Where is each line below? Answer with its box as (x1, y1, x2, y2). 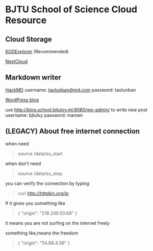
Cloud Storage (5, 35, 52, 44)
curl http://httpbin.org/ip (17, 190, 69, 196)
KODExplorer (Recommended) (5, 49, 69, 54)
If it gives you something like (5, 200, 65, 206)
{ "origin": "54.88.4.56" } (17, 240, 70, 246)
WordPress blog (5, 96, 39, 103)
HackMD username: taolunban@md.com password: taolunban (5, 87, 136, 93)
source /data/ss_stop (17, 170, 62, 176)
